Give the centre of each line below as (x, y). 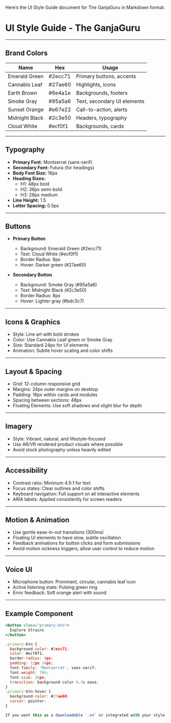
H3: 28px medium (39, 194)
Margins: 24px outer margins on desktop (55, 389)
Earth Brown (22, 93)
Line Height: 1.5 (29, 200)
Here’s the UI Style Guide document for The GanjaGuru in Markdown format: (85, 7)
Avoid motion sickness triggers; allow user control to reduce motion (83, 549)
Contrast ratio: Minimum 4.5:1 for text (51, 483)
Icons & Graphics (33, 322)
